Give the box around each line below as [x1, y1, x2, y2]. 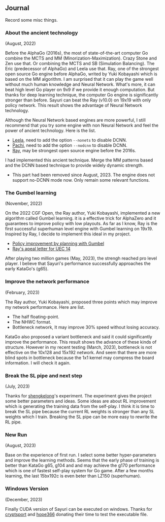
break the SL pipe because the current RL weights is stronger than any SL [5, 409, 155, 414]
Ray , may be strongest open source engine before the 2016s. [12, 148, 136, 154]
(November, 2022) [5, 200, 43, 206]
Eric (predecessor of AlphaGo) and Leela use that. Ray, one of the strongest [5, 66, 159, 72]
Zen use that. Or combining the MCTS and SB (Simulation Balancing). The [5, 61, 155, 66]
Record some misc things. [5, 17, 58, 23]
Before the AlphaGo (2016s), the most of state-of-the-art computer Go [5, 50, 148, 56]
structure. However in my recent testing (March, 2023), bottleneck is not [5, 344, 152, 350]
